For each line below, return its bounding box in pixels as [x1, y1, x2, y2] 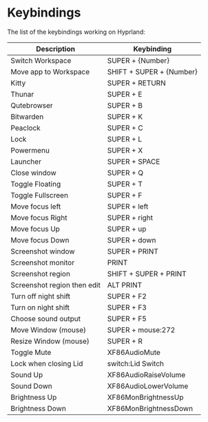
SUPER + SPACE [107, 157, 160, 166]
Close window [10, 168, 56, 178]
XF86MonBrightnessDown [107, 403, 194, 413]
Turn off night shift [10, 291, 71, 301]
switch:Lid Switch [107, 358, 164, 368]
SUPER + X [107, 145, 143, 155]
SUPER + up [107, 224, 147, 233]
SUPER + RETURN [107, 78, 167, 88]
